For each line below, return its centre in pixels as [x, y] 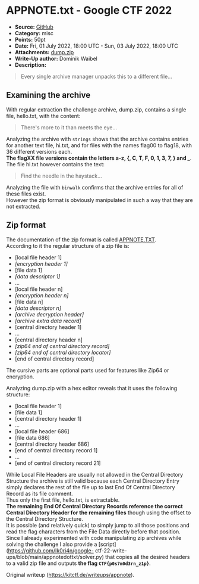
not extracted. [23, 206]
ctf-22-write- [111, 550]
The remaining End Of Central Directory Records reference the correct [94, 506]
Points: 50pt [30, 39]
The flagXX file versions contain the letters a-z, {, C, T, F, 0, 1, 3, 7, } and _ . [99, 158]
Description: [30, 65]
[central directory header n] [49, 340]
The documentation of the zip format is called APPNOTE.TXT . [81, 240]
